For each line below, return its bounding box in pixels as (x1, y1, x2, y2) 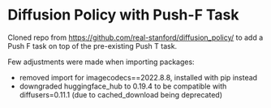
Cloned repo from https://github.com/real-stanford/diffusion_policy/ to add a (7, 32, 264, 42)
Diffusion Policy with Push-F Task (7, 6, 240, 24)
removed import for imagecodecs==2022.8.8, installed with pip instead (19, 72, 257, 82)
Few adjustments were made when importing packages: (7, 57, 196, 67)
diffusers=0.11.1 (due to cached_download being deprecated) (19, 89, 222, 99)
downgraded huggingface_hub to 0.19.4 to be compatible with (19, 81, 227, 91)
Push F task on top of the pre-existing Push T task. (7, 41, 178, 50)
